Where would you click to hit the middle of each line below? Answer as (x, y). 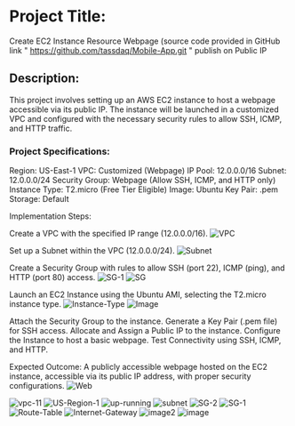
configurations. (37, 386)
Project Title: (58, 16)
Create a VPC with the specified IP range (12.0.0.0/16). (109, 234)
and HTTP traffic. (41, 128)
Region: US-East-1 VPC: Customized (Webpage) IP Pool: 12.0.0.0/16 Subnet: (148, 171)
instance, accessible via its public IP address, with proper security (130, 376)
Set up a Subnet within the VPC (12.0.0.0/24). (92, 251)
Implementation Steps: (50, 216)
